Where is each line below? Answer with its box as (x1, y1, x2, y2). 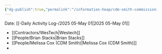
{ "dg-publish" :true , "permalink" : (4, 7, 72, 12)
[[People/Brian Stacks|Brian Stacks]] (11, 35, 85, 40)
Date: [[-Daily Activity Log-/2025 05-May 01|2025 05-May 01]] (4, 20, 130, 26)
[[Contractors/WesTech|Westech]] (11, 29, 80, 35)
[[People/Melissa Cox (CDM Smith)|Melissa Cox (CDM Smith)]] (11, 40, 137, 46)
